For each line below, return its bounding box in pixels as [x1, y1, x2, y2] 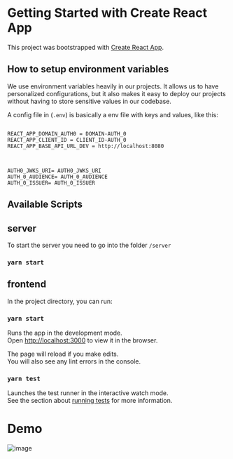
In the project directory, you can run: [7, 297, 113, 305]
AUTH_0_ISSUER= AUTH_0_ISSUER [7, 179, 96, 187]
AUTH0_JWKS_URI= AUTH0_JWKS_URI [7, 167, 101, 174]
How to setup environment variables [7, 63, 169, 75]
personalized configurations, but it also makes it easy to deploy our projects [7, 89, 226, 98]
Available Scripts [7, 199, 83, 211]
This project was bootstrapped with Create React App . [7, 43, 164, 51]
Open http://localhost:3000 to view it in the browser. [7, 335, 158, 345]
